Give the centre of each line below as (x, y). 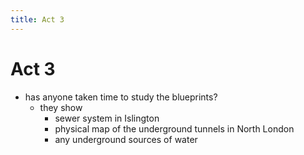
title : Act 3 (37, 19)
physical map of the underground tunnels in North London (174, 128)
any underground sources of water (126, 139)
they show (61, 107)
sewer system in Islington (107, 118)
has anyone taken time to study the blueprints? (121, 97)
